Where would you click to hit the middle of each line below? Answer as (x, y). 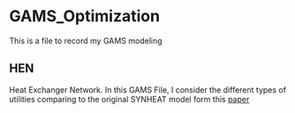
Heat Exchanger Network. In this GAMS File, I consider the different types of (148, 89)
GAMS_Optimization (85, 16)
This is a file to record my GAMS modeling (86, 41)
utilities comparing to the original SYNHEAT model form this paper (129, 99)
